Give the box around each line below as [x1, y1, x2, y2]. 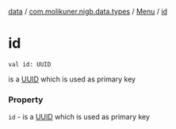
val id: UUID [8, 60, 52, 68]
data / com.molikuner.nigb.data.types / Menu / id [8, 7, 168, 16]
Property [8, 94, 44, 105]
